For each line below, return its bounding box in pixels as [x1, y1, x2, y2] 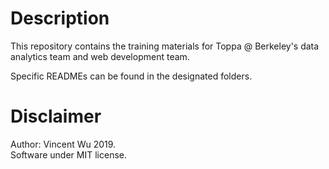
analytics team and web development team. [10, 50, 190, 62]
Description [10, 7, 110, 30]
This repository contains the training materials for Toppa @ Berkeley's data [10, 40, 320, 52]
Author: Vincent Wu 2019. [10, 138, 117, 150]
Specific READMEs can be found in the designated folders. [10, 70, 253, 82]
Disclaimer [10, 105, 102, 128]
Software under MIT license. [10, 148, 127, 161]
